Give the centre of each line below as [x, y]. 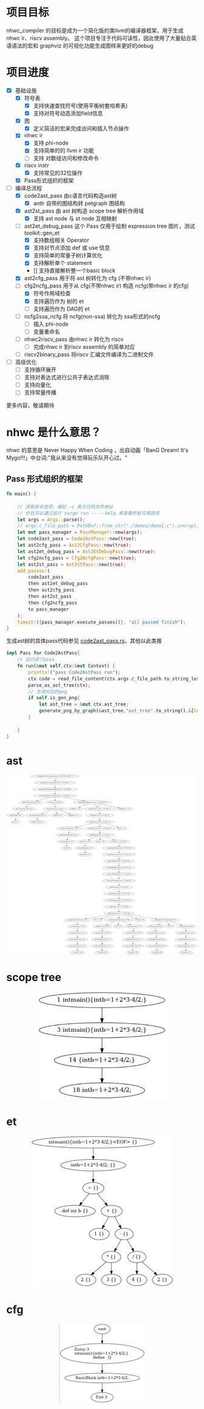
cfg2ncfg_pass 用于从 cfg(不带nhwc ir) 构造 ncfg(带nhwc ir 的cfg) [107, 286]
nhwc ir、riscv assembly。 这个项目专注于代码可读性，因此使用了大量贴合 [99, 38]
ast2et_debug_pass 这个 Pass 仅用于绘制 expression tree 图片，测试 [110, 226]
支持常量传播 [40, 393]
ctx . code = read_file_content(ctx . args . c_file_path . [96, 679]
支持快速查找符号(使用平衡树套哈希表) [80, 106]
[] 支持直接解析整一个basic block [74, 270]
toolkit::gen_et [42, 233]
